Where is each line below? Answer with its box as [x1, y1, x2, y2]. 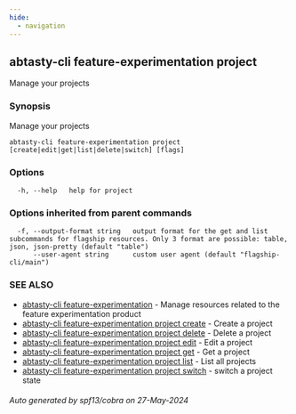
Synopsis [9, 100, 51, 112]
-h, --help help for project [17, 186, 133, 195]
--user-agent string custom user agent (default [32, 250, 237, 259]
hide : [9, 12, 29, 22]
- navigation [17, 21, 66, 30]
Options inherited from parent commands [9, 207, 193, 219]
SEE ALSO [9, 279, 54, 291]
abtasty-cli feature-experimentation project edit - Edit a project [21, 337, 253, 347]
